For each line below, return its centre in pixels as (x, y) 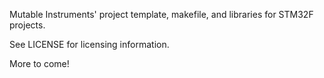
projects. (27, 25)
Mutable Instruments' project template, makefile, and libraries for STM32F (161, 14)
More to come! (39, 63)
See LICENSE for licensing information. (89, 44)
